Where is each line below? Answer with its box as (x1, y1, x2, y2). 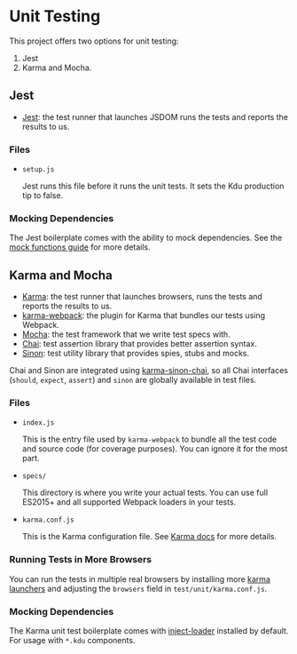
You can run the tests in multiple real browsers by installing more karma (9, 573, 270, 584)
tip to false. (21, 190, 64, 201)
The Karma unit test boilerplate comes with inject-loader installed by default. (9, 626, 289, 636)
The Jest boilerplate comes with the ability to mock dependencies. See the (9, 233, 283, 243)
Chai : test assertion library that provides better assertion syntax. (21, 339, 257, 349)
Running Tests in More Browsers (9, 554, 152, 566)
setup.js (21, 165, 55, 174)
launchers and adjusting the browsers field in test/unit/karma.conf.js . (9, 583, 268, 594)
